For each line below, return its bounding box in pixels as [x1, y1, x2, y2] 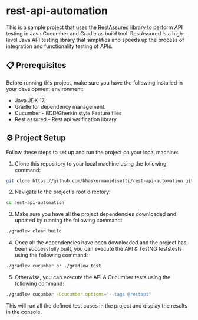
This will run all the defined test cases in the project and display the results [6, 302, 187, 309]
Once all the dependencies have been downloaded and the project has [14, 239, 187, 246]
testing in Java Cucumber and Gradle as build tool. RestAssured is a [6, 30, 171, 37]
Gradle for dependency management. [14, 103, 106, 110]
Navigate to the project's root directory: [14, 188, 111, 196]
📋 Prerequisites [6, 60, 67, 70]
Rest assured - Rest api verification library [14, 115, 117, 122]
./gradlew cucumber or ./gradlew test [6, 263, 101, 269]
